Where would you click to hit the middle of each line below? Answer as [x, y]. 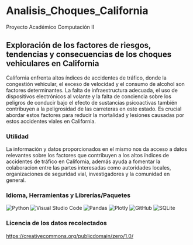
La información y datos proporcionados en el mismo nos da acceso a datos [96, 149]
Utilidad [18, 136]
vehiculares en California [53, 63]
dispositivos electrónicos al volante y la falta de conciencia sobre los [89, 96]
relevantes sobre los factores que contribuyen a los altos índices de [88, 156]
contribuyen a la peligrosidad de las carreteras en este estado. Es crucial [94, 109]
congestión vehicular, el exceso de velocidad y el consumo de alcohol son [96, 84]
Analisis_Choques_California [77, 11]
